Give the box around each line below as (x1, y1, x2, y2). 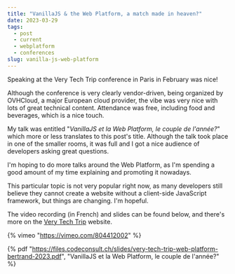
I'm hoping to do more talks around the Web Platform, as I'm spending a (7, 160, 215, 169)
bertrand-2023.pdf (7, 252, 62, 260)
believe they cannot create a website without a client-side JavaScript (7, 189, 207, 197)
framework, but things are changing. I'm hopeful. (7, 196, 149, 205)
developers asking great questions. (7, 146, 109, 155)
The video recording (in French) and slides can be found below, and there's (7, 210, 225, 218)
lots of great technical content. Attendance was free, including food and (7, 103, 215, 112)
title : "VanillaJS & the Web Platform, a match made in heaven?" (7, 10, 202, 18)
